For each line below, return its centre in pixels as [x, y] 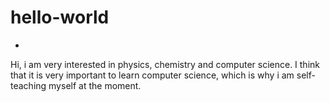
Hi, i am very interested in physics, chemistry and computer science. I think [165, 64]
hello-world [60, 17]
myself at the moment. [95, 85]
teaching [28, 85]
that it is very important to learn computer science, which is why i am [152, 75]
